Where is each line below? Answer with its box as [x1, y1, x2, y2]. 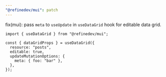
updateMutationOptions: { [10, 54, 65, 59]
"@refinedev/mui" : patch [5, 7, 58, 13]
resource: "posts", [10, 44, 52, 50]
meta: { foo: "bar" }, [14, 58, 63, 63]
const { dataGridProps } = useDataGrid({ [5, 40, 95, 45]
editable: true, [10, 49, 44, 54]
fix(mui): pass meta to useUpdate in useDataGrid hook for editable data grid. [5, 21, 162, 28]
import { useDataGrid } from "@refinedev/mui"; [5, 31, 109, 36]
